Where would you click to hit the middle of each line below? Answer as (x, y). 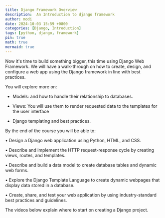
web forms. (17, 170)
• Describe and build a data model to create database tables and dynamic (81, 165)
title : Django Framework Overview (41, 10)
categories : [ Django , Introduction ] (43, 28)
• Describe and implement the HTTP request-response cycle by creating (80, 150)
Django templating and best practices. (52, 121)
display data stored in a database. (40, 185)
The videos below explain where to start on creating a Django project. (77, 210)
